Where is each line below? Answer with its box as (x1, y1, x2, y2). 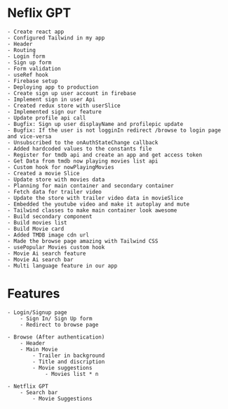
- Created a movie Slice (7, 170, 80, 177)
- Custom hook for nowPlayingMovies (7, 163, 114, 170)
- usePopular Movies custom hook (7, 244, 105, 251)
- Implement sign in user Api (7, 96, 96, 103)
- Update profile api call (7, 114, 86, 121)
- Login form (7, 53, 46, 60)
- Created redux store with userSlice (7, 102, 121, 109)
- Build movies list (7, 219, 68, 226)
